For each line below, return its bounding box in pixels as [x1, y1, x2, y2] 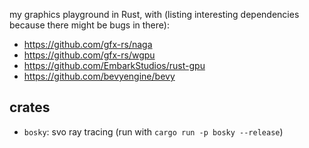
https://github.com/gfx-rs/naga [23, 39, 153, 50]
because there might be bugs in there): [9, 19, 170, 31]
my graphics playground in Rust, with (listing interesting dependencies [9, 9, 300, 20]
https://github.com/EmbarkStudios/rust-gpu [23, 60, 206, 71]
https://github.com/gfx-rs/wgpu [23, 49, 156, 61]
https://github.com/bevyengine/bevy [23, 70, 176, 82]
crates [9, 99, 51, 116]
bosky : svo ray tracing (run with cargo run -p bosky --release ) [23, 125, 284, 138]
